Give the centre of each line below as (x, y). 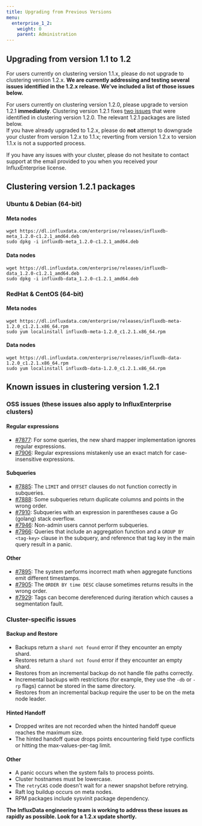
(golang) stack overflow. (45, 518)
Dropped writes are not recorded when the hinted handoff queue (96, 726)
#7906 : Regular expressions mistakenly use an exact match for (93, 452)
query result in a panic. (43, 544)
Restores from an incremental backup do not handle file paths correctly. (104, 673)
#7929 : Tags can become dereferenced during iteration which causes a (104, 597)
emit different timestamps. (48, 578)
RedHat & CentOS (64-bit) (45, 294)
